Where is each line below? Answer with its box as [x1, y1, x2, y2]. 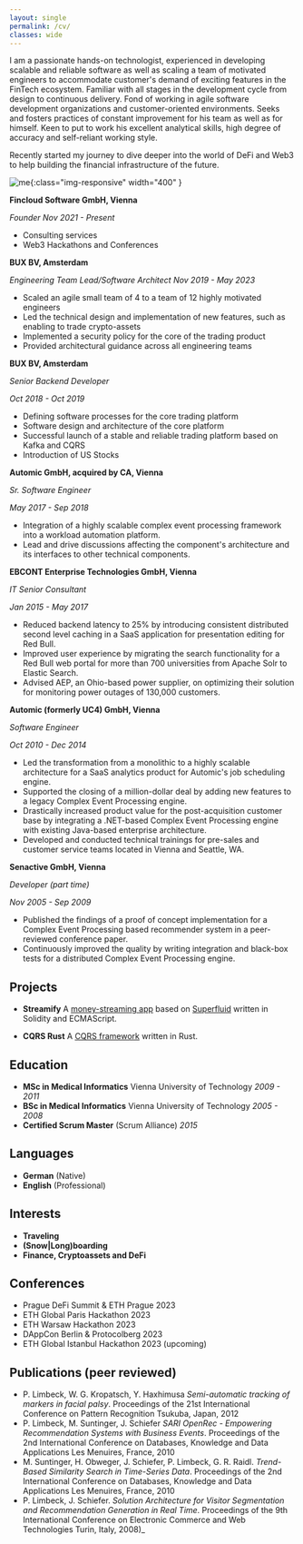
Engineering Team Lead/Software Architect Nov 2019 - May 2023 [9, 274, 256, 286]
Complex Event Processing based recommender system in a [22, 924, 249, 935]
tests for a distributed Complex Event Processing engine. [22, 953, 236, 964]
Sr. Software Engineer [9, 485, 92, 496]
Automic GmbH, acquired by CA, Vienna [9, 467, 163, 478]
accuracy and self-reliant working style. [9, 133, 158, 144]
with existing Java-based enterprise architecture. [22, 825, 207, 836]
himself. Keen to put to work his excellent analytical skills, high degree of [9, 123, 281, 134]
